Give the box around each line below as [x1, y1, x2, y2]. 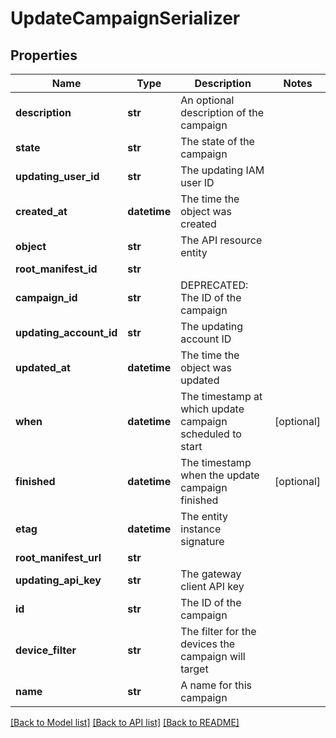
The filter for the [180, 625, 257, 638]
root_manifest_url [15, 551, 102, 564]
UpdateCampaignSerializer [10, 7, 241, 30]
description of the [180, 106, 265, 119]
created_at [15, 205, 68, 218]
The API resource [180, 233, 263, 247]
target [180, 662, 209, 676]
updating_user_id [15, 170, 100, 183]
